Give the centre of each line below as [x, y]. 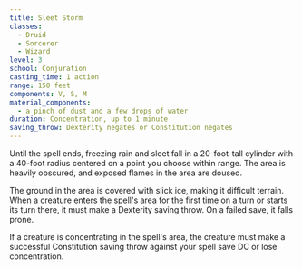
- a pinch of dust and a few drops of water [103, 111]
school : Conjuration [49, 69]
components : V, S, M [49, 94]
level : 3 [26, 60]
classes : [26, 26]
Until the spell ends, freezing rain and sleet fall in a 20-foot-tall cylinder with [151, 154]
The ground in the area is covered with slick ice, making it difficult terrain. [146, 190]
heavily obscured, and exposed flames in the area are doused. [126, 173]
